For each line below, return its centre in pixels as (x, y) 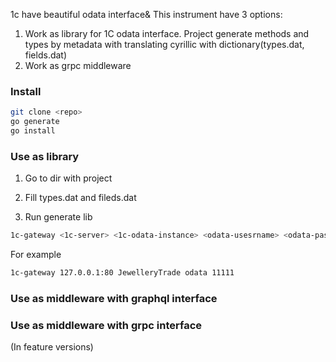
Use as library (45, 156)
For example (36, 255)
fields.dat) (46, 55)
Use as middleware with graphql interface (114, 298)
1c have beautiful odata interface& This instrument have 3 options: (146, 14)
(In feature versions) (52, 347)
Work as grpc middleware (78, 65)
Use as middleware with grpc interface (106, 325)
